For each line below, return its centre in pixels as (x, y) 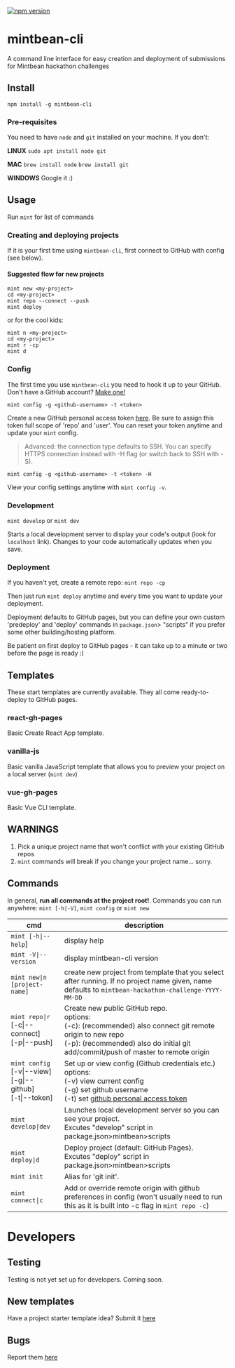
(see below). (25, 258)
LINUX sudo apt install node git (57, 151)
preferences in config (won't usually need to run (143, 1197)
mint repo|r (31, 1017)
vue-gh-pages (33, 792)
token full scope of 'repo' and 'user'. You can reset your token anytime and (115, 425)
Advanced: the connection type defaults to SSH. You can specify (118, 446)
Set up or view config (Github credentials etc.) (140, 1063)
